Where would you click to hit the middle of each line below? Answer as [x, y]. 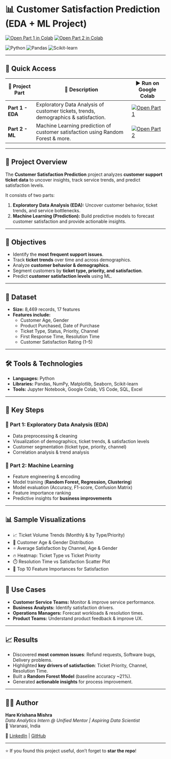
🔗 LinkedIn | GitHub [26, 736]
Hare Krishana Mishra [29, 715]
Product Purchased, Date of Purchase [60, 326]
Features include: [32, 315]
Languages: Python [34, 378]
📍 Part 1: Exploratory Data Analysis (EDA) [57, 425]
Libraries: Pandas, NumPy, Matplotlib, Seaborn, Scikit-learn [75, 384]
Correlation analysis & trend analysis [51, 452]
